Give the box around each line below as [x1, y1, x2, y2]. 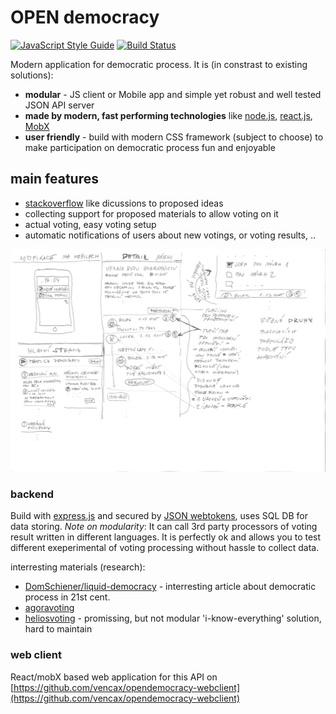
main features [10, 171, 99, 188]
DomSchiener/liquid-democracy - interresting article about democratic [24, 581, 317, 593]
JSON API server [24, 99, 95, 111]
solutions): [10, 69, 54, 81]
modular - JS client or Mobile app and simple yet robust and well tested [24, 88, 322, 100]
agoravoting [24, 602, 75, 614]
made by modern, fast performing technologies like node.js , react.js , [24, 109, 313, 121]
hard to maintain [24, 623, 93, 635]
